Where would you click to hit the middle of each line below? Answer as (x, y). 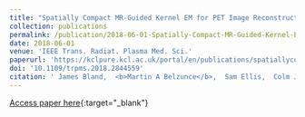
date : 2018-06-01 (42, 43)
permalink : (30, 34)
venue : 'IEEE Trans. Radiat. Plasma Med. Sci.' (101, 52)
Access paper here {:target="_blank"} (79, 102)
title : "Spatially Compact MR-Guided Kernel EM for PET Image (129, 18)
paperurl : (28, 60)
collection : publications (58, 26)
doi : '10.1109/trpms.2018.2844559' (77, 69)
